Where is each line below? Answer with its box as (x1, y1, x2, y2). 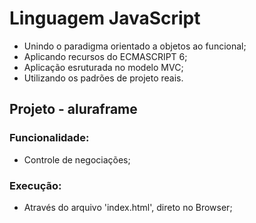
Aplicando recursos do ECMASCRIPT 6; (23, 50, 188, 62)
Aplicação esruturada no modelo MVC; (23, 61, 184, 73)
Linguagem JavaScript (9, 7, 201, 30)
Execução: (9, 178, 62, 192)
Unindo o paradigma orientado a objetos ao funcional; (23, 40, 247, 52)
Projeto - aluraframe (9, 101, 138, 118)
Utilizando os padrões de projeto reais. (23, 72, 184, 84)
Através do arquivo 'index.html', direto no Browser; (23, 201, 233, 213)
